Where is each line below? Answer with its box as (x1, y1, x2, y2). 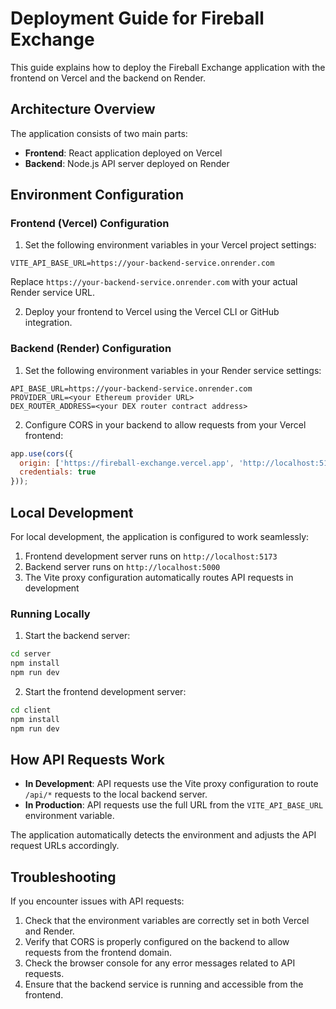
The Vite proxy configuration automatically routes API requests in (24, 572, 294, 584)
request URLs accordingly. (10, 840, 120, 852)
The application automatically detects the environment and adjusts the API (10, 829, 317, 841)
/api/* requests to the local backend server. (24, 788, 208, 801)
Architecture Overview (10, 101, 156, 118)
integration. (24, 317, 73, 329)
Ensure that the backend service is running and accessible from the (24, 978, 304, 991)
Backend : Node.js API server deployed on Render (24, 157, 230, 169)
